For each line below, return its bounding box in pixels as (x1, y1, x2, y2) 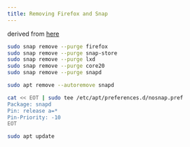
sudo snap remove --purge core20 (7, 62, 105, 70)
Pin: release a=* (7, 107, 58, 114)
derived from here (7, 29, 60, 38)
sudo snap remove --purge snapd (7, 69, 102, 76)
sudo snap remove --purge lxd (7, 56, 96, 63)
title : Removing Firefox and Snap (7, 10, 109, 17)
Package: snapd (7, 101, 52, 108)
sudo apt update (7, 133, 55, 140)
